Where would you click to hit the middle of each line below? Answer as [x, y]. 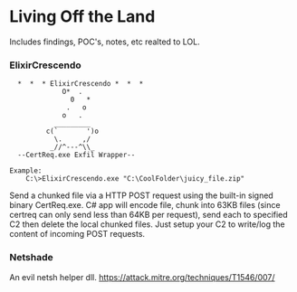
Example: [26, 171]
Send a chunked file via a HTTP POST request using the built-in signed [141, 195]
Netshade [31, 258]
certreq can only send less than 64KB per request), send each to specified [148, 215]
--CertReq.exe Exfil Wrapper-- [77, 155]
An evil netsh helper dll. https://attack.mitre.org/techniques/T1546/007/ [142, 277]
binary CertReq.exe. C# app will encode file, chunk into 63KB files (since [145, 205]
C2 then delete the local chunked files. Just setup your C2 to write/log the [147, 224]
